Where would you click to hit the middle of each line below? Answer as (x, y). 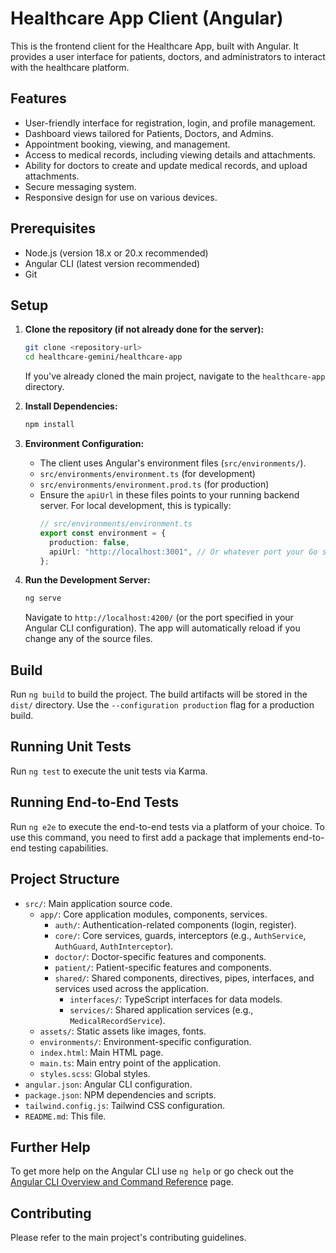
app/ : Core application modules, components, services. (153, 914)
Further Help (50, 1147)
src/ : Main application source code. (98, 903)
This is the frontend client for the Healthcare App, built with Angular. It (154, 46)
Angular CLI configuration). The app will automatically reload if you (162, 628)
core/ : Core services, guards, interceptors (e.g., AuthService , (180, 935)
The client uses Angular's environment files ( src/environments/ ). (173, 463)
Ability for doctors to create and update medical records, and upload (166, 165)
